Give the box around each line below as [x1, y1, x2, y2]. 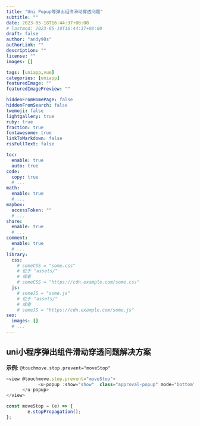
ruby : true [6, 119, 33, 125]
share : [6, 218, 23, 224]
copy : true [11, 174, 39, 180]
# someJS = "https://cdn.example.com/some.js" [17, 307, 135, 313]
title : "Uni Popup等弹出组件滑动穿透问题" [6, 8, 103, 15]
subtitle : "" [6, 14, 39, 20]
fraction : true [6, 125, 44, 130]
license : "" [6, 53, 36, 59]
